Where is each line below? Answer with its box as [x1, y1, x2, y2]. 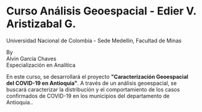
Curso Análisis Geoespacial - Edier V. [6, 4, 197, 18]
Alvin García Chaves [6, 55, 57, 62]
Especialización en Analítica [6, 61, 76, 69]
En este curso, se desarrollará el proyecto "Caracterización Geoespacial [6, 73, 189, 80]
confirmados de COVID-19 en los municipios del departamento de [6, 92, 170, 99]
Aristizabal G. [6, 17, 77, 31]
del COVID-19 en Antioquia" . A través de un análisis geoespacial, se [6, 79, 177, 87]
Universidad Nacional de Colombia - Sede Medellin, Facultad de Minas [6, 37, 182, 44]
